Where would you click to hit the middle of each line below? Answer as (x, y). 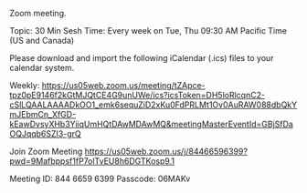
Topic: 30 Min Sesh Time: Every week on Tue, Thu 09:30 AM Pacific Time (148, 30)
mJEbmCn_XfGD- (43, 114)
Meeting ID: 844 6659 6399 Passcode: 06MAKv (100, 178)
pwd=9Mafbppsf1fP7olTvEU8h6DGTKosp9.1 (92, 161)
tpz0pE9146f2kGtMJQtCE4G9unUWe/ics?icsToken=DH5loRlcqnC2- (138, 95)
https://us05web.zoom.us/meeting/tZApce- (123, 85)
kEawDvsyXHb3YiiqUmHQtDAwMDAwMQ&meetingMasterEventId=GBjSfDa (152, 124)
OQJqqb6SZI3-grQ (45, 134)
